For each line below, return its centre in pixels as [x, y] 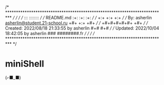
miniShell [25, 64]
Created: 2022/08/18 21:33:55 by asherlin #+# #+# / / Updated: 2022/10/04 [82, 28]
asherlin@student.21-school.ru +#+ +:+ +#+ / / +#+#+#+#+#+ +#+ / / [77, 23]
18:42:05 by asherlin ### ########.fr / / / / [50, 33]
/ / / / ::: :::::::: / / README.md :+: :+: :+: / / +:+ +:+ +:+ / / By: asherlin [82, 18]
